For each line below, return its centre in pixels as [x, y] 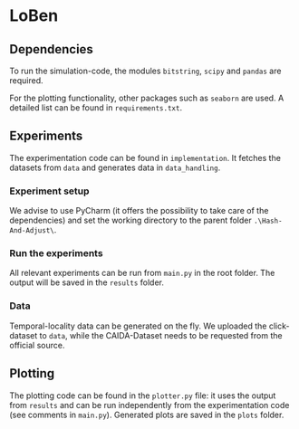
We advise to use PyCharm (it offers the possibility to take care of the [139, 211]
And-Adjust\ [32, 231]
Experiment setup [49, 191]
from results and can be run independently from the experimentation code [149, 405]
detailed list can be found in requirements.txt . [96, 108]
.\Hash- [268, 221]
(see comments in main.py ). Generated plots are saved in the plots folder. [147, 415]
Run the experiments [56, 253]
